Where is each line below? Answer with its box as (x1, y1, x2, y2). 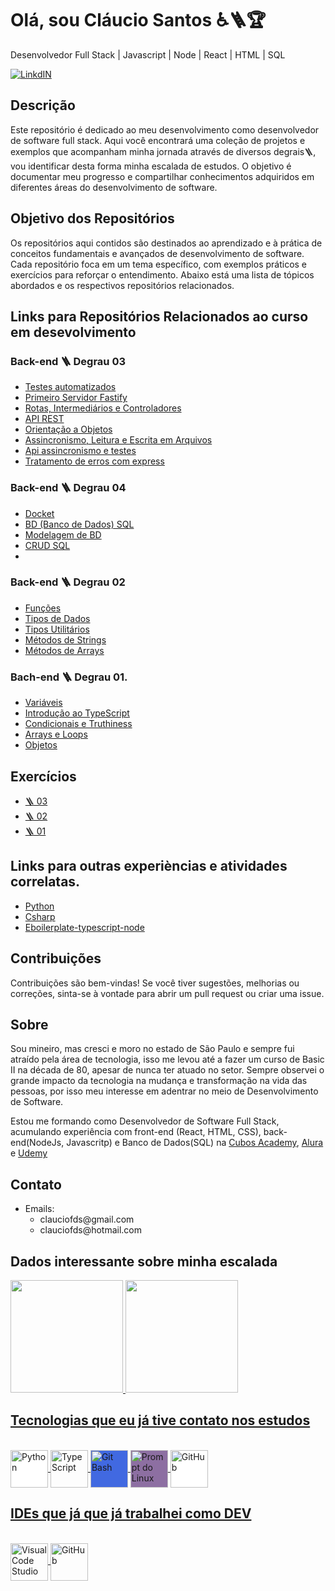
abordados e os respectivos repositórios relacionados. (10, 279, 235, 291)
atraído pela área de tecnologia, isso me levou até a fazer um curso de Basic (10, 1053, 325, 1066)
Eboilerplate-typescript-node (24, 921, 145, 933)
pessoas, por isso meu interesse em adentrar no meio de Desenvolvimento (10, 1085, 319, 1097)
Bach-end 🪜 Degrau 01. (10, 670, 128, 684)
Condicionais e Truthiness (24, 718, 133, 730)
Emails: (24, 1203, 55, 1215)
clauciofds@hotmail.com (39, 1224, 143, 1236)
